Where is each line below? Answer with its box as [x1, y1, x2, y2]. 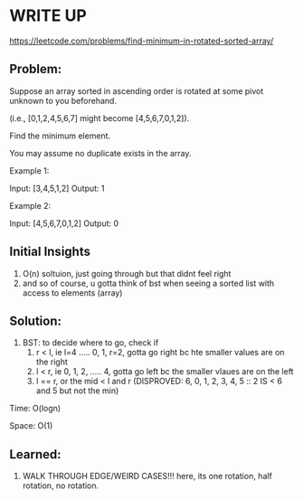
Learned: [9, 447, 62, 462]
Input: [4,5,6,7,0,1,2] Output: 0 [9, 218, 119, 229]
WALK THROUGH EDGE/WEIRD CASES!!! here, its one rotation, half [22, 471, 273, 482]
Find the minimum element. [9, 130, 111, 141]
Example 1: [9, 165, 50, 176]
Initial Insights [9, 244, 90, 259]
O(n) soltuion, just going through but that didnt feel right [22, 268, 232, 278]
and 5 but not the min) [35, 385, 119, 396]
